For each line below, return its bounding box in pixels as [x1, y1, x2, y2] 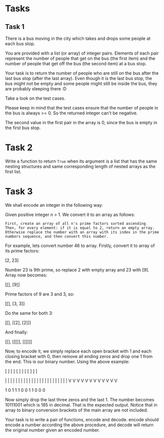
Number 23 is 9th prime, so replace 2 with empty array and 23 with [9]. [5, 267, 150, 273]
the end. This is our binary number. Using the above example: [5, 358, 130, 364]
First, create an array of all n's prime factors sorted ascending [5, 221, 146, 226]
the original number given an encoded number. [5, 427, 100, 433]
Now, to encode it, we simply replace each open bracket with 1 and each [5, 348, 152, 354]
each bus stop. [5, 41, 35, 47]
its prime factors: [5, 247, 40, 253]
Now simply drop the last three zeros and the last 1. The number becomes [5, 396, 155, 403]
